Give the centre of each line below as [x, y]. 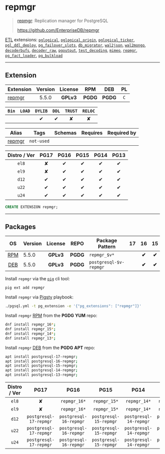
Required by [122, 133]
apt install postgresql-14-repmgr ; [41, 370]
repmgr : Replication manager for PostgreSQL [63, 21]
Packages [20, 227]
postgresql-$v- [107, 262]
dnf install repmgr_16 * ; [30, 325]
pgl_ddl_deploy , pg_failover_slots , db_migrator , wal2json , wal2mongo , [76, 45]
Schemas [66, 133]
